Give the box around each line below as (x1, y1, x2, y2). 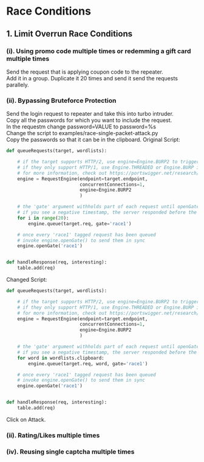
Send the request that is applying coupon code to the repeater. (6, 68, 164, 75)
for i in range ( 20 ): (17, 215, 69, 221)
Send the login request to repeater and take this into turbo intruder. (6, 110, 174, 117)
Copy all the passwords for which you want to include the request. (6, 117, 172, 124)
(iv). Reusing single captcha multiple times (6, 447, 135, 456)
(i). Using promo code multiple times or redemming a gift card (6, 47, 191, 55)
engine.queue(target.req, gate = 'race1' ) (28, 220, 132, 226)
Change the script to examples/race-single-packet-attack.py (6, 130, 158, 137)
